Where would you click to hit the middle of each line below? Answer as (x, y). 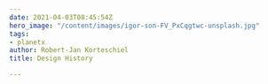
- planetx (28, 42)
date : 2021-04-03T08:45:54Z (61, 17)
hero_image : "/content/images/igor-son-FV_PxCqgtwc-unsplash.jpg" (134, 26)
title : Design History (51, 58)
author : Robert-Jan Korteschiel (69, 50)
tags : (19, 34)
